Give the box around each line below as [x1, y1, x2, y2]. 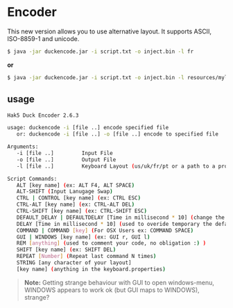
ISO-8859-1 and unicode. [7, 34, 80, 42]
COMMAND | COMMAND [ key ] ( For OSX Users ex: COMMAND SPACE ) [16, 227, 194, 234]
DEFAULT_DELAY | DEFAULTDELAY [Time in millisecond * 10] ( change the [16, 213, 225, 221]
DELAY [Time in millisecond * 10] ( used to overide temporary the [16, 220, 213, 227]
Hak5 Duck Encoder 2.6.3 [7, 112, 79, 119]
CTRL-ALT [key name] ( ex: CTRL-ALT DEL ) [16, 201, 135, 209]
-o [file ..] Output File [16, 156, 116, 163]
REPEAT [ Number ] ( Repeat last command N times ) [16, 253, 157, 260]
